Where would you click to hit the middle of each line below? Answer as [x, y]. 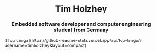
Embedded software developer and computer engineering [81, 24]
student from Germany [81, 30]
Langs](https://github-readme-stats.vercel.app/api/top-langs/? [79, 40]
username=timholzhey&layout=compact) [45, 46]
